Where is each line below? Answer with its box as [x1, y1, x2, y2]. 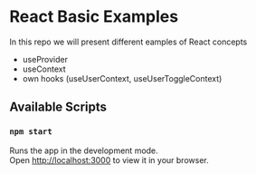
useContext [22, 63, 66, 74]
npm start [9, 127, 52, 137]
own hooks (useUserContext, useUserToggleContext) [22, 72, 223, 83]
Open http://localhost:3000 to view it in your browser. [9, 154, 210, 165]
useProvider [22, 53, 68, 64]
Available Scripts [9, 100, 107, 115]
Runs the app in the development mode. [9, 145, 158, 156]
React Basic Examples [9, 6, 179, 27]
